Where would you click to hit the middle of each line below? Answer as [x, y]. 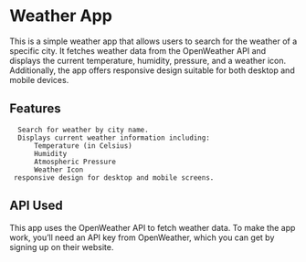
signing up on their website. [62, 246]
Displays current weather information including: [114, 138]
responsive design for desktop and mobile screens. [114, 178]
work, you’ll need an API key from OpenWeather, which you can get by [142, 237]
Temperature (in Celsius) [83, 146]
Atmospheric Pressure [75, 162]
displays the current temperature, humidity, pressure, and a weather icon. [148, 60]
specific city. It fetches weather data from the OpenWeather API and [138, 50]
